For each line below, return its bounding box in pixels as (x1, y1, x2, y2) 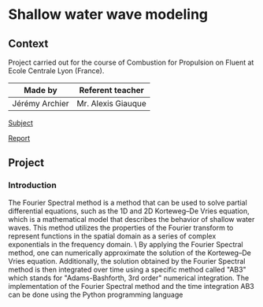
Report (8, 134, 31, 142)
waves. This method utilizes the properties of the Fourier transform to (8, 223, 234, 232)
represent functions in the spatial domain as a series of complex (8, 231, 217, 241)
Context (8, 37, 49, 50)
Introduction (8, 179, 57, 190)
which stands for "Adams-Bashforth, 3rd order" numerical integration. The (8, 273, 250, 283)
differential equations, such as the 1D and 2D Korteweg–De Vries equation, (8, 206, 250, 216)
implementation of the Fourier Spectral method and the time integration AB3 (8, 281, 254, 290)
